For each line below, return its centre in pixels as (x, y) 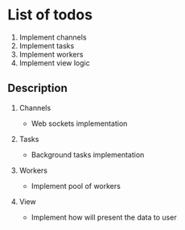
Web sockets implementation (79, 123)
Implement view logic (54, 63)
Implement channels (53, 37)
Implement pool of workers (76, 186)
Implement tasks (47, 45)
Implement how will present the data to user (104, 217)
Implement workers (51, 54)
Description (37, 88)
